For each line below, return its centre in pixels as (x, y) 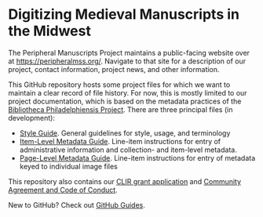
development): (31, 118)
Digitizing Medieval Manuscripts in (124, 14)
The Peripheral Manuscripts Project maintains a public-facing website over (129, 52)
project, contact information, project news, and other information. (114, 69)
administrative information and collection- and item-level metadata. (128, 150)
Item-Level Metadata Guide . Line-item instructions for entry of (120, 141)
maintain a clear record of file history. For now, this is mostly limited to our (128, 92)
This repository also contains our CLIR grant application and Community (125, 181)
